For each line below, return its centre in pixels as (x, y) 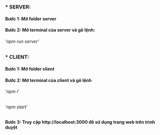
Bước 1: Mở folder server (31, 19)
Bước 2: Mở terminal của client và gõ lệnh (48, 80)
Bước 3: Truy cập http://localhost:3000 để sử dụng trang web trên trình (80, 122)
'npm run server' (22, 41)
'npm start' (16, 107)
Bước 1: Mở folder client (30, 69)
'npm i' (12, 91)
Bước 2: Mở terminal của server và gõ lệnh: (50, 30)
